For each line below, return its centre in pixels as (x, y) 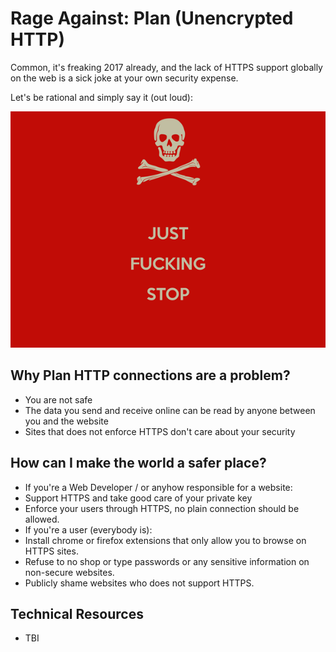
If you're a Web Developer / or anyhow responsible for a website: (158, 487)
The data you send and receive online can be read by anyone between (170, 410)
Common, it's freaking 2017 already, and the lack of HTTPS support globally (166, 67)
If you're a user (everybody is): (88, 529)
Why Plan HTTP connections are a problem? (150, 375)
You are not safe (58, 399)
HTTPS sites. (51, 551)
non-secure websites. (69, 572)
